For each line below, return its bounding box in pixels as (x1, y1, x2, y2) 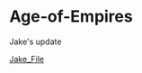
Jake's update (9, 36, 62, 47)
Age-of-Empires (9, 6, 133, 27)
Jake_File (9, 53, 45, 64)
